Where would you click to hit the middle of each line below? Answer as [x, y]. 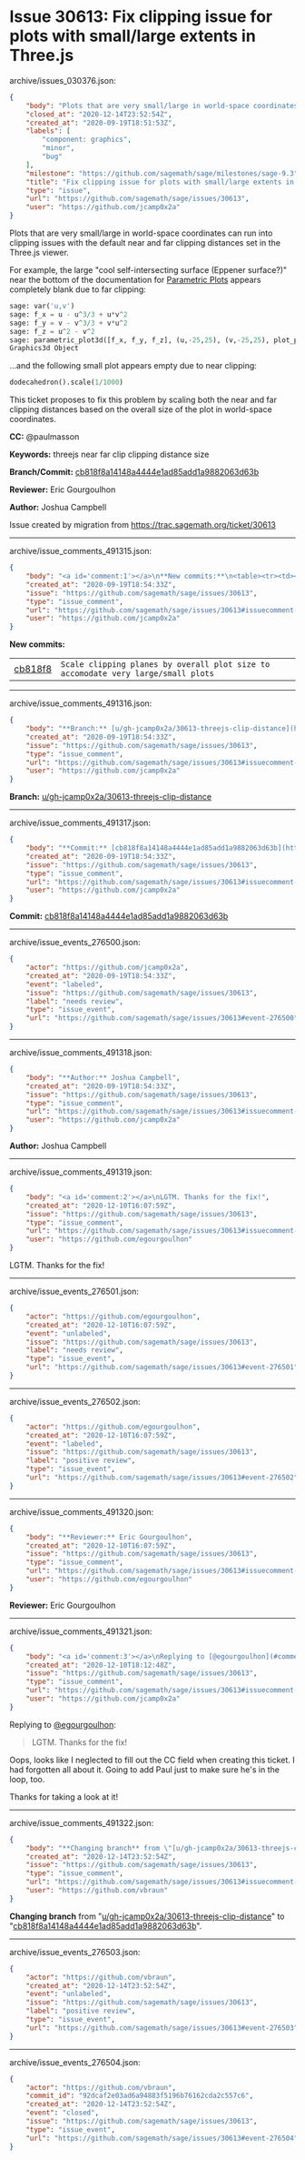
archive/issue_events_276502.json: [75, 1401]
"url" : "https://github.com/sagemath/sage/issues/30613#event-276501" [162, 1368]
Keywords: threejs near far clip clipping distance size [109, 454]
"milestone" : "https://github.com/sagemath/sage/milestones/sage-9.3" [162, 173]
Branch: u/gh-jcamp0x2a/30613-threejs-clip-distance [110, 797]
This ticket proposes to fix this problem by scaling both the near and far [143, 400]
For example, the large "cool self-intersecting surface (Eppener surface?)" [148, 270]
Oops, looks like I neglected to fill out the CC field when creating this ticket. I [152, 1760]
